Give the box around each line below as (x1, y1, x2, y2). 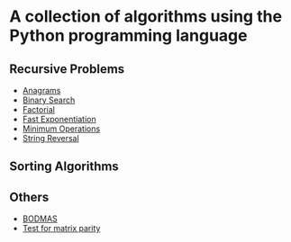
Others (9, 189, 50, 204)
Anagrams (22, 85, 61, 95)
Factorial (22, 104, 56, 114)
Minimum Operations (22, 123, 101, 134)
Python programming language (9, 25, 248, 46)
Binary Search (22, 94, 76, 105)
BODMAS (22, 213, 59, 224)
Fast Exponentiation (22, 114, 96, 124)
